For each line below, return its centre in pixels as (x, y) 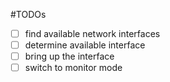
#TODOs (28, 14)
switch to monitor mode (73, 68)
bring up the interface (69, 56)
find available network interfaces (92, 33)
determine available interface (85, 45)
